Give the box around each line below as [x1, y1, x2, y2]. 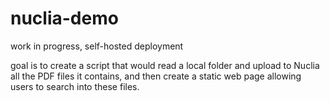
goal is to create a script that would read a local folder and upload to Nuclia [10, 59, 320, 71]
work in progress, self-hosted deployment [10, 40, 184, 52]
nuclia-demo [10, 7, 119, 30]
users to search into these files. [10, 80, 140, 92]
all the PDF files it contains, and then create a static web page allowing [10, 70, 302, 82]
